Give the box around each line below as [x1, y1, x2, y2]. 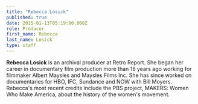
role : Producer [6, 25, 45, 32]
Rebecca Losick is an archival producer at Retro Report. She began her [6, 58, 184, 66]
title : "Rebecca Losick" [6, 8, 69, 15]
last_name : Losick [6, 37, 53, 43]
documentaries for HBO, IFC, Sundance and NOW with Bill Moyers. [6, 78, 173, 85]
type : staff [6, 43, 36, 49]
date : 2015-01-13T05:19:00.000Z [6, 20, 88, 26]
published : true [6, 14, 47, 20]
